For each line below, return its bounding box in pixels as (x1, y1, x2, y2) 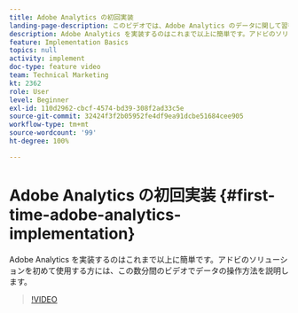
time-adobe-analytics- (9, 205, 182, 224)
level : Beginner (9, 95, 69, 105)
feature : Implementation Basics (9, 37, 129, 47)
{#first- (219, 185, 276, 205)
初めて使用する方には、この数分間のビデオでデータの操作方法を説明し (32, 265, 289, 276)
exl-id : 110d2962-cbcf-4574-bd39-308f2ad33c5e (9, 104, 184, 113)
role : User (9, 87, 50, 96)
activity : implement (9, 54, 86, 63)
